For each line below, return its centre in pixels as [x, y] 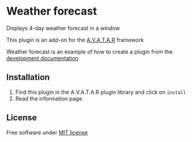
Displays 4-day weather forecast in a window [63, 28]
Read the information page [48, 98]
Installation [28, 77]
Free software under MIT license [47, 132]
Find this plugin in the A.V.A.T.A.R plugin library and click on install [101, 92]
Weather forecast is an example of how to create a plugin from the [90, 51]
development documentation [42, 58]
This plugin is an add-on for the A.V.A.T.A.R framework [75, 40]
